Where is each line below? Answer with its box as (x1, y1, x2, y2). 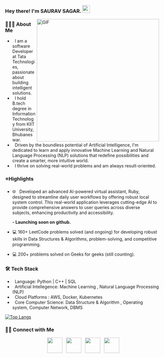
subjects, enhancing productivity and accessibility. (12, 210, 114, 215)
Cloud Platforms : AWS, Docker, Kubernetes (14, 294, 102, 300)
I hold (14, 95, 26, 101)
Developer (12, 48, 33, 54)
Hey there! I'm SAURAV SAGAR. (5, 7, 82, 14)
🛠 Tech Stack (5, 265, 39, 272)
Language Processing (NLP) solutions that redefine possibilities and (12, 152, 149, 159)
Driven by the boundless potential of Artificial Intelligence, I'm (14, 142, 139, 148)
